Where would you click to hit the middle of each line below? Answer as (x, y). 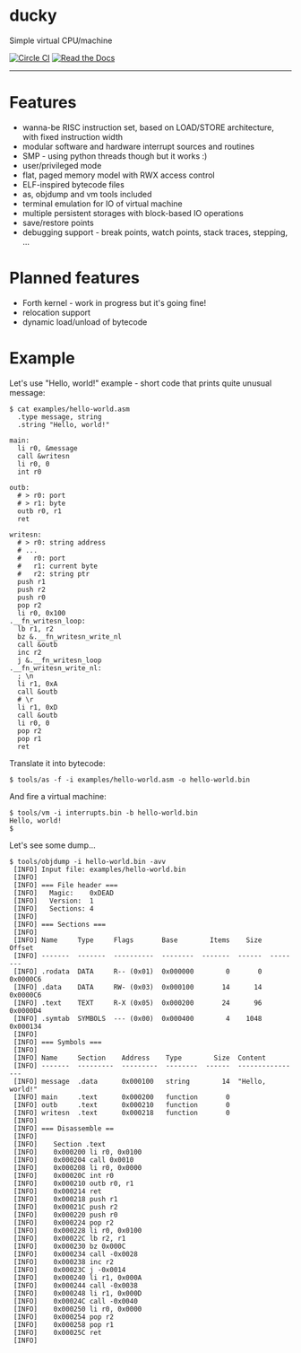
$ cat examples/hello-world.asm (69, 409)
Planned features (75, 278)
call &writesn (43, 456)
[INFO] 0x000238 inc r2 (64, 1261)
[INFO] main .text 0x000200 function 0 (121, 1097)
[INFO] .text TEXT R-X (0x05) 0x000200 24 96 (138, 1003)
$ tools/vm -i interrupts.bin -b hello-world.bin (104, 813)
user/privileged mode (62, 165)
